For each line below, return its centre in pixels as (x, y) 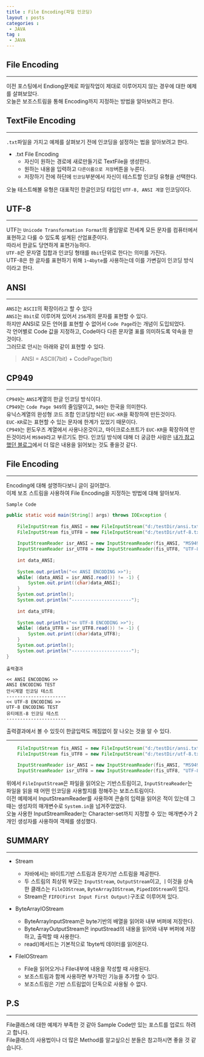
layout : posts (25, 18)
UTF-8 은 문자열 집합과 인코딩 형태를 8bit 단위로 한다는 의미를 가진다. (87, 253)
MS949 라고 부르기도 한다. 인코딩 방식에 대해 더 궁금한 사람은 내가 (108, 437)
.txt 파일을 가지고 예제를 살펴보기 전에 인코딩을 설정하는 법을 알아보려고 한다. (98, 142)
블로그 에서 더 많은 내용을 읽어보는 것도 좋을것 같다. (77, 445)
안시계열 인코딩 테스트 (30, 691)
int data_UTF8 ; (36, 611)
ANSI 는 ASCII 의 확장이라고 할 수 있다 (49, 309)
